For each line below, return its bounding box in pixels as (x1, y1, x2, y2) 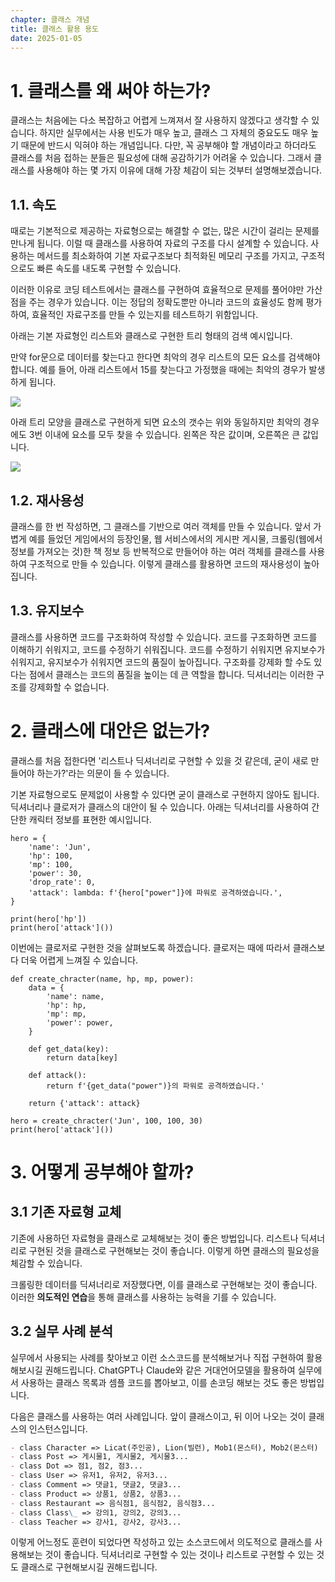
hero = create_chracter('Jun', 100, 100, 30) (10, 1116, 203, 1126)
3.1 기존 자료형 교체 (10, 1204, 122, 1221)
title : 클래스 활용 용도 (10, 24, 100, 34)
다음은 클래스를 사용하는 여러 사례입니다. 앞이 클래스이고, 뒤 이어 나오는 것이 (10, 1410, 307, 1422)
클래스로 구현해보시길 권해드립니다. (20, 1561, 158, 1573)
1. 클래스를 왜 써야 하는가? (10, 79, 212, 102)
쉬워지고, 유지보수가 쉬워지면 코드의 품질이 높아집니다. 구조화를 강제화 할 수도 (10, 656, 312, 668)
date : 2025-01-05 (10, 33, 83, 43)
